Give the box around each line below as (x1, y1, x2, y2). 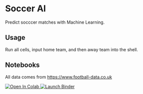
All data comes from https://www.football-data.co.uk (5, 74, 112, 80)
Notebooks (5, 61, 40, 69)
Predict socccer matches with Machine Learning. (5, 19, 105, 25)
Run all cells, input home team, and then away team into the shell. (5, 46, 138, 52)
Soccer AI (5, 3, 46, 14)
